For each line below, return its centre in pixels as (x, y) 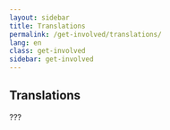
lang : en (25, 43)
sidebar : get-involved (51, 59)
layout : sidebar (39, 17)
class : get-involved (48, 51)
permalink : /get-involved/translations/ (86, 34)
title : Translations (48, 26)
